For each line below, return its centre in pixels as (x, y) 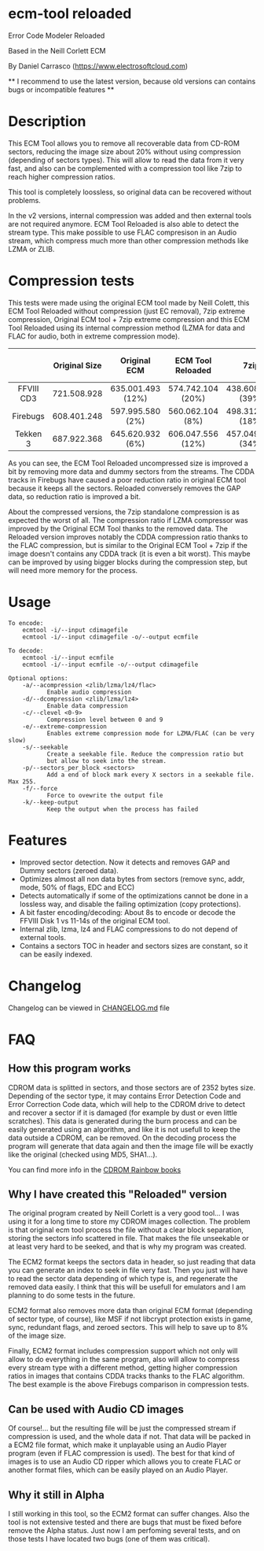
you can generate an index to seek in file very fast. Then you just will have (128, 1270)
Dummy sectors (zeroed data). (69, 870)
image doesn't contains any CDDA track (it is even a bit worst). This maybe (129, 553)
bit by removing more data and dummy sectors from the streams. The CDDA (132, 471)
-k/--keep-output (51, 802)
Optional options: (38, 678)
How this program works (70, 1069)
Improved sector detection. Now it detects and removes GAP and (125, 862)
